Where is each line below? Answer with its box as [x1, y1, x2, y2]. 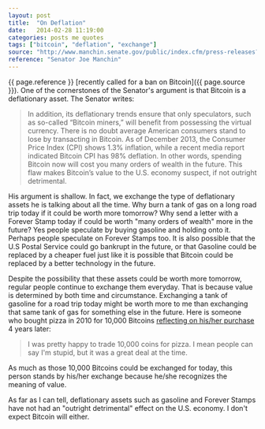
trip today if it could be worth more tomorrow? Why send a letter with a [8, 208, 239, 218]
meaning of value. [8, 379, 67, 389]
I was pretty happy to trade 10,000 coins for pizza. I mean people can [27, 339, 254, 349]
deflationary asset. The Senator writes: [8, 94, 135, 103]
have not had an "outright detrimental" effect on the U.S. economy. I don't [8, 403, 248, 412]
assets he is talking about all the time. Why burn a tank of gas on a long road [8, 200, 257, 209]
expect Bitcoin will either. [8, 412, 90, 421]
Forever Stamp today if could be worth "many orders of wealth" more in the [8, 216, 254, 226]
